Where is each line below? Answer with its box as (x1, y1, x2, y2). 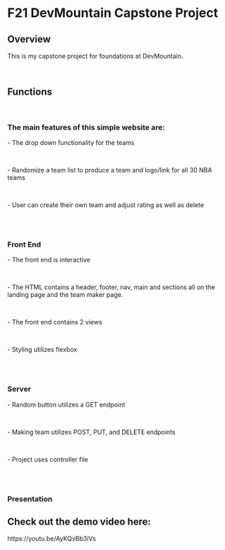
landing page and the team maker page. (7, 291, 123, 299)
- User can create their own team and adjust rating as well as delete (7, 201, 205, 209)
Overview (7, 33, 51, 45)
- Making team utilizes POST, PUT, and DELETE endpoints (7, 428, 176, 436)
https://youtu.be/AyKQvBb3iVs (7, 534, 97, 543)
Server (7, 384, 32, 394)
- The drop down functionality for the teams (7, 139, 135, 147)
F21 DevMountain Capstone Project (7, 5, 219, 21)
